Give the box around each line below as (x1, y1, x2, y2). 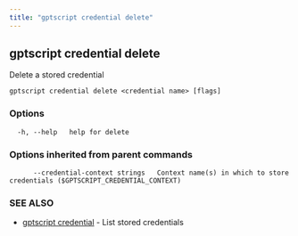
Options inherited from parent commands (9, 148, 194, 160)
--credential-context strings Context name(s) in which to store (32, 168, 290, 178)
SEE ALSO (9, 197, 54, 209)
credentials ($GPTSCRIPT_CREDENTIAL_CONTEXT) (9, 176, 181, 185)
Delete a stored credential (9, 69, 104, 80)
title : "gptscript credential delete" (9, 12, 153, 22)
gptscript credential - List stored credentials (21, 217, 185, 228)
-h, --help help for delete (17, 127, 129, 136)
